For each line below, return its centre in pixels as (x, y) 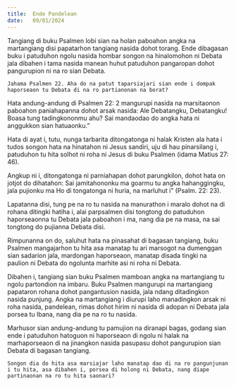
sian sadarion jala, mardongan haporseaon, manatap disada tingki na (107, 255)
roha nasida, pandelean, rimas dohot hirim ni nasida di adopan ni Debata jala (118, 306)
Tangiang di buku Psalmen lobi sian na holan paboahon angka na (101, 40)
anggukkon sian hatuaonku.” (49, 125)
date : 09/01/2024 (36, 21)
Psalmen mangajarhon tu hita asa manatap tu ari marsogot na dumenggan (114, 247)
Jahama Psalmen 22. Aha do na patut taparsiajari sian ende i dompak (112, 83)
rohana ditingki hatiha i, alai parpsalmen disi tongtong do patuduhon (106, 211)
